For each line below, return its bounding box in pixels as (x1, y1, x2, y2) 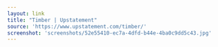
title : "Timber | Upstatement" (7, 17, 98, 23)
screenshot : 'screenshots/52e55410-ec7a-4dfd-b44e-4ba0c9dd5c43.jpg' (7, 29, 212, 37)
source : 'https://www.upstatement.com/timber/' (7, 23, 147, 30)
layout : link (7, 10, 45, 17)
